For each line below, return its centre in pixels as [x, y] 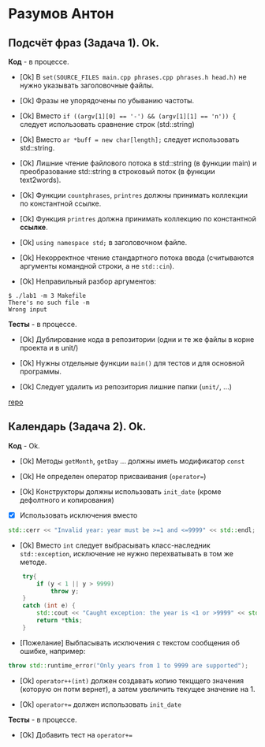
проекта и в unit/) [49, 348]
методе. [33, 562]
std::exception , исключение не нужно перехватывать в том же [127, 553]
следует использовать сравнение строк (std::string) [107, 124]
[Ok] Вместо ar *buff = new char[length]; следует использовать [129, 139]
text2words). [40, 180]
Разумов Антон [61, 14]
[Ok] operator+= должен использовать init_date [100, 704]
